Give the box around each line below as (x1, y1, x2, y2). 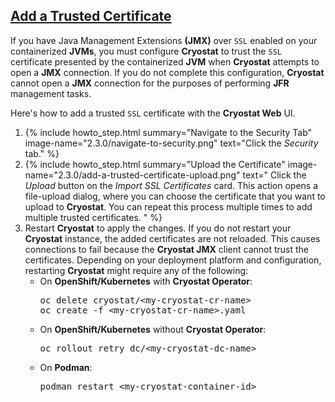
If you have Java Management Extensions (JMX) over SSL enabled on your (10, 34, 318, 46)
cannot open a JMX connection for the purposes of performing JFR (10, 77, 290, 89)
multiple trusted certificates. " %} (24, 211, 163, 223)
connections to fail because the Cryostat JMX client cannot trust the (24, 243, 310, 255)
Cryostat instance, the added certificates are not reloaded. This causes (24, 232, 321, 244)
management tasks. (10, 87, 92, 99)
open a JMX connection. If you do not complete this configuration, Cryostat (10, 66, 325, 78)
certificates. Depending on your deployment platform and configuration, (24, 254, 322, 266)
